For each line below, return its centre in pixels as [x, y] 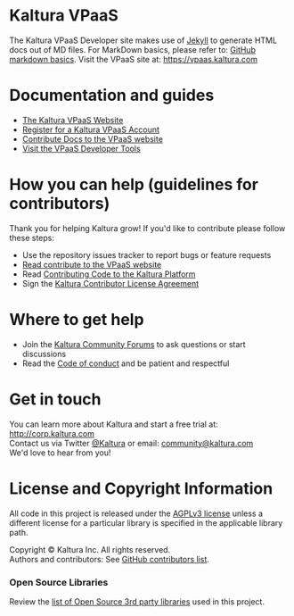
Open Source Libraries [59, 582]
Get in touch [55, 399]
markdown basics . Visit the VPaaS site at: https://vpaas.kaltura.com [134, 59]
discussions [44, 354]
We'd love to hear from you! [60, 453]
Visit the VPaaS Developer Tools [81, 148]
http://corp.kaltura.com [52, 433]
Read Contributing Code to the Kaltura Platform [109, 274]
